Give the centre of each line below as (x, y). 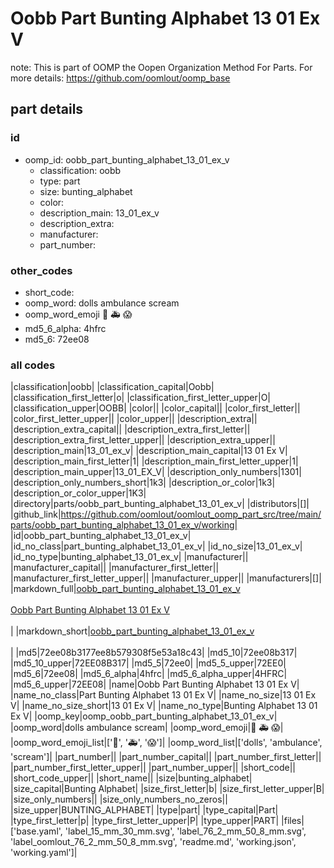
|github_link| (36, 514)
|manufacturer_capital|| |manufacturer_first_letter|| (115, 568)
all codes (33, 365)
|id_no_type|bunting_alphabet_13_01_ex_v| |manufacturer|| (129, 557)
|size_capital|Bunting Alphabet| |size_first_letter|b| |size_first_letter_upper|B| (167, 789)
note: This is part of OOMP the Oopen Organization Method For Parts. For (161, 67)
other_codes (41, 270)
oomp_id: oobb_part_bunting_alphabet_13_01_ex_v (127, 159)
